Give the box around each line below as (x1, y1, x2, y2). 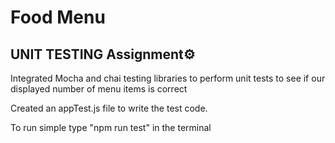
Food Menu (10, 6, 106, 29)
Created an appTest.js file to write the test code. (10, 102, 208, 114)
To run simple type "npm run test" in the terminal (10, 122, 212, 133)
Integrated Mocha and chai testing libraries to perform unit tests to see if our (10, 72, 326, 84)
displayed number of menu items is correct (10, 83, 188, 95)
